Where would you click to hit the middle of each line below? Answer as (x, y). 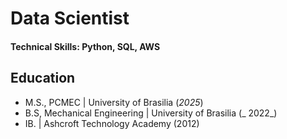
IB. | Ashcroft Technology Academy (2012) (112, 123)
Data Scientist (70, 18)
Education (43, 78)
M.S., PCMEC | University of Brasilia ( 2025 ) (114, 102)
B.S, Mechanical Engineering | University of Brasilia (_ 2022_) (151, 113)
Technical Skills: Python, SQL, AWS (85, 46)
